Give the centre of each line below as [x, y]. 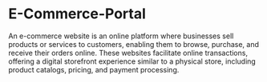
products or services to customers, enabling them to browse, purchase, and [133, 44]
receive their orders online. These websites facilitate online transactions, [128, 53]
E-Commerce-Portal [77, 14]
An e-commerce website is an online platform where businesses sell [121, 36]
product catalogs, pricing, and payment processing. [94, 69]
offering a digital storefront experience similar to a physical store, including [132, 61]
